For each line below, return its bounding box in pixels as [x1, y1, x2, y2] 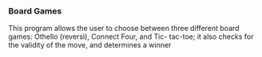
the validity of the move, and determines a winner [8, 40, 172, 50]
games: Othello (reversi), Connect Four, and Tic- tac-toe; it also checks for [8, 32, 254, 41]
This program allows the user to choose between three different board [8, 24, 240, 33]
